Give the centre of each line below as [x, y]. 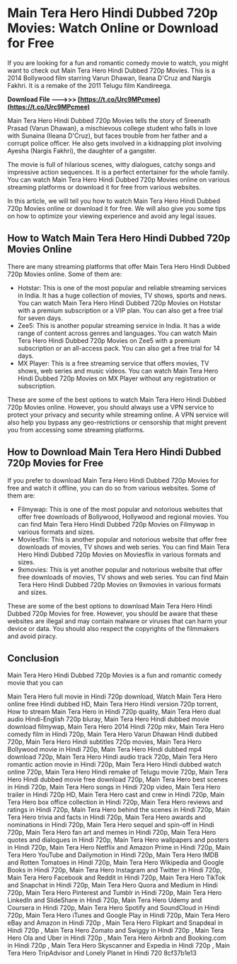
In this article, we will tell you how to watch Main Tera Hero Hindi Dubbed [114, 201]
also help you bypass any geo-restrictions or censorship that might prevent [117, 422]
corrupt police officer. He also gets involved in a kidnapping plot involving [115, 143]
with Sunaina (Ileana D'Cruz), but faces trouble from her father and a [107, 136]
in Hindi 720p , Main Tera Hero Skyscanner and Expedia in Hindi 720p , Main [119, 946]
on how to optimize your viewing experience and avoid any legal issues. [112, 216]
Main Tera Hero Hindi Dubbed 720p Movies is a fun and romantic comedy [115, 675]
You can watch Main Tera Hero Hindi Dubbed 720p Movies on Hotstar [119, 302]
